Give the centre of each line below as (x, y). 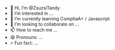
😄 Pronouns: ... (26, 37)
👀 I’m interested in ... (32, 13)
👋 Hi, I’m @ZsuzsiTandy (35, 8)
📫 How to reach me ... (34, 30)
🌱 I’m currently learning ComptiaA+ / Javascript (60, 19)
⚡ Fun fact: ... (24, 43)
